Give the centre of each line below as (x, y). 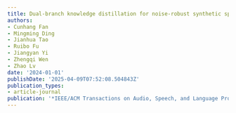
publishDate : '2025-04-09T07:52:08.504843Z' (73, 79)
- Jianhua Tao (28, 40)
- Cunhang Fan (28, 27)
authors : (20, 20)
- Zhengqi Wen (28, 60)
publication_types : (36, 86)
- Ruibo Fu (23, 46)
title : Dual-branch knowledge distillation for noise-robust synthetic (114, 14)
